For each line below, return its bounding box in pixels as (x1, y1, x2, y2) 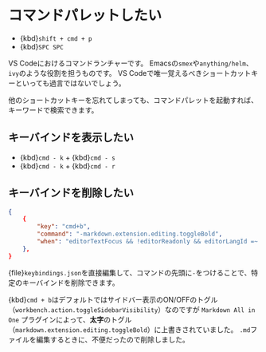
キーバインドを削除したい (8, 186, 134, 200)
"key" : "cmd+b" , (37, 223, 91, 231)
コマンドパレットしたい (8, 6, 162, 25)
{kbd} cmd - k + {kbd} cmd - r (19, 160, 115, 171)
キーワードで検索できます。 (8, 105, 99, 115)
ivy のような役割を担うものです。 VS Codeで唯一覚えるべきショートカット (8, 68, 252, 77)
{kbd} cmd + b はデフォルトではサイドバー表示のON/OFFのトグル (8, 295, 218, 304)
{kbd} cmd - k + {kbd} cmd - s (19, 152, 115, 162)
